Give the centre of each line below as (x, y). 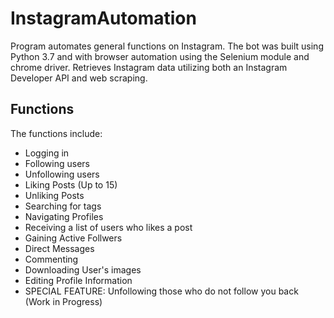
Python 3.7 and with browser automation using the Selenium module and (160, 56)
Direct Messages (59, 248)
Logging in (47, 153)
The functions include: (56, 133)
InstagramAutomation (103, 18)
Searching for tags (63, 206)
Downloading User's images (83, 269)
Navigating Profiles (64, 216)
